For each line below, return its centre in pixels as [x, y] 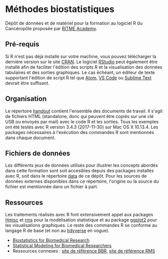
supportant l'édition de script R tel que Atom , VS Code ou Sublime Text [78, 78]
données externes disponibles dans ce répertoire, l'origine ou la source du [82, 181]
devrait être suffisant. [27, 83]
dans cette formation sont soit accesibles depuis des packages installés [79, 171]
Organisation [26, 99]
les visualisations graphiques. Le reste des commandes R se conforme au [81, 225]
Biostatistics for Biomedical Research [51, 240]
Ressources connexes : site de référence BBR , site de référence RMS [84, 251]
